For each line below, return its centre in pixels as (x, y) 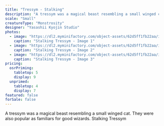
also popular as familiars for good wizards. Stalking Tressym (66, 119)
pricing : (14, 63)
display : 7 (25, 91)
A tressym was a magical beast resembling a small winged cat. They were (79, 113)
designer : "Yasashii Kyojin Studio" (42, 28)
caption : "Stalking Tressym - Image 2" (54, 50)
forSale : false (20, 100)
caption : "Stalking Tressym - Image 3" (54, 59)
